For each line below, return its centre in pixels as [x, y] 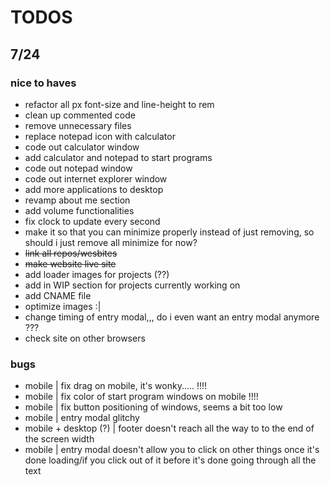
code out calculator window [82, 147]
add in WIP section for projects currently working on [132, 285]
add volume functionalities [79, 210]
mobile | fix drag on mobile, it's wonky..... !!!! [116, 386]
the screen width [59, 439]
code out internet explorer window [96, 178]
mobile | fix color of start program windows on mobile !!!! [141, 397]
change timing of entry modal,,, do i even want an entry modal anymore [172, 317]
